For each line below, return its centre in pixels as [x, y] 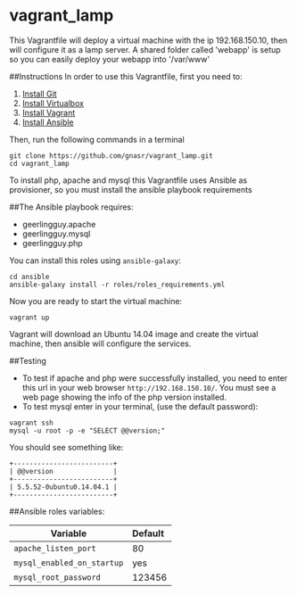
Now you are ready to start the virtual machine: [96, 301]
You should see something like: [66, 447]
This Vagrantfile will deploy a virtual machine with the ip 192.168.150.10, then [148, 40]
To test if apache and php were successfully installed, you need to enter [155, 378]
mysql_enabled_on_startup [69, 562]
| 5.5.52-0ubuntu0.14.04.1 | [63, 487]
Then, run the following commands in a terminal [97, 139]
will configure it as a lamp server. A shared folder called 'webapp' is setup [145, 49]
